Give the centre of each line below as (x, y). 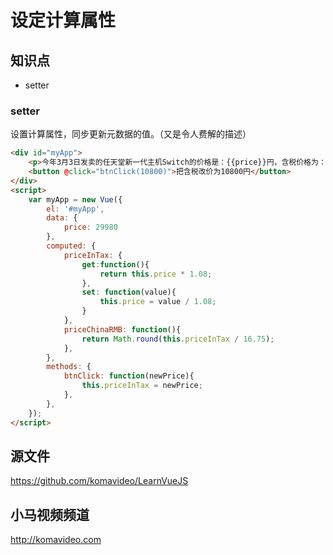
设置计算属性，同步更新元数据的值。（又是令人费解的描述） (131, 134)
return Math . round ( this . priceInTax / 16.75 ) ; (178, 339)
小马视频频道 (50, 514)
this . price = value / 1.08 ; (158, 302)
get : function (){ (115, 264)
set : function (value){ (129, 292)
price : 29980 (90, 227)
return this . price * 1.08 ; (156, 274)
